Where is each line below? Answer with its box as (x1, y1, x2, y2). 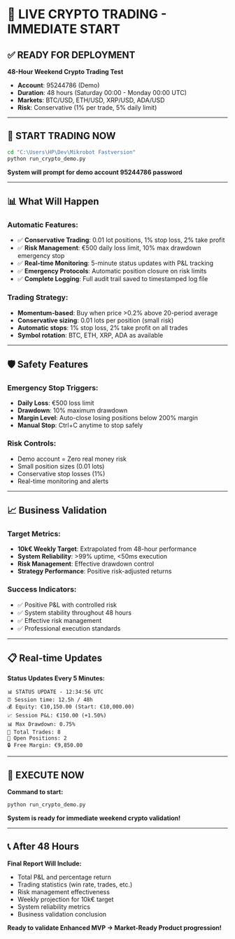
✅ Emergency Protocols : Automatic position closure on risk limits (17, 267, 207, 275)
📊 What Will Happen (7, 195, 99, 207)
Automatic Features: (7, 220, 78, 229)
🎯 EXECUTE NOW (7, 769, 85, 781)
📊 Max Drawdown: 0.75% (7, 721, 76, 728)
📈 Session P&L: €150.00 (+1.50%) (7, 712, 107, 719)
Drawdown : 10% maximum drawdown (17, 406, 128, 415)
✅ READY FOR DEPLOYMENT (7, 49, 136, 61)
